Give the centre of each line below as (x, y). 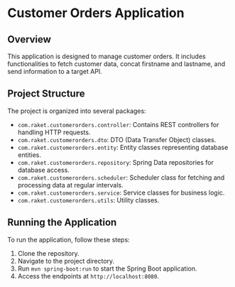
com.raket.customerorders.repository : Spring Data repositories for (116, 162)
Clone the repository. (48, 253)
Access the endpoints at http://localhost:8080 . (88, 276)
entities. (29, 155)
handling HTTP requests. (54, 132)
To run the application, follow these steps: (69, 239)
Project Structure (46, 94)
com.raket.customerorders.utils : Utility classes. (88, 200)
